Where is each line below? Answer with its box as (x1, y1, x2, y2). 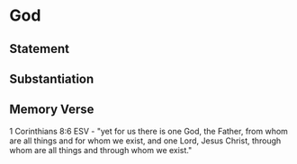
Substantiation (9, 71, 94, 86)
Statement (9, 41, 70, 56)
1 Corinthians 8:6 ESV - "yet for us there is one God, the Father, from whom (9, 125, 288, 136)
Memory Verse (9, 102, 94, 117)
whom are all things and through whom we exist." (9, 144, 193, 155)
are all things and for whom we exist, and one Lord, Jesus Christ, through (9, 135, 282, 146)
